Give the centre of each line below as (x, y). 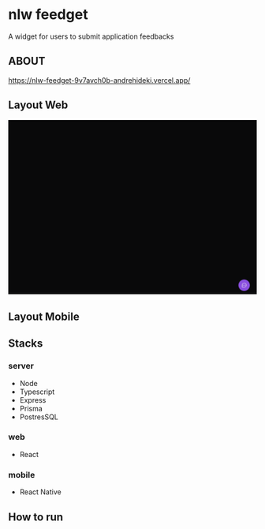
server (21, 366)
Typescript (37, 392)
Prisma (31, 408)
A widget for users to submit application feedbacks (91, 36)
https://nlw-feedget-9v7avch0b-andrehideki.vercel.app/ (99, 80)
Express (33, 400)
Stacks (26, 344)
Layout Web (38, 105)
